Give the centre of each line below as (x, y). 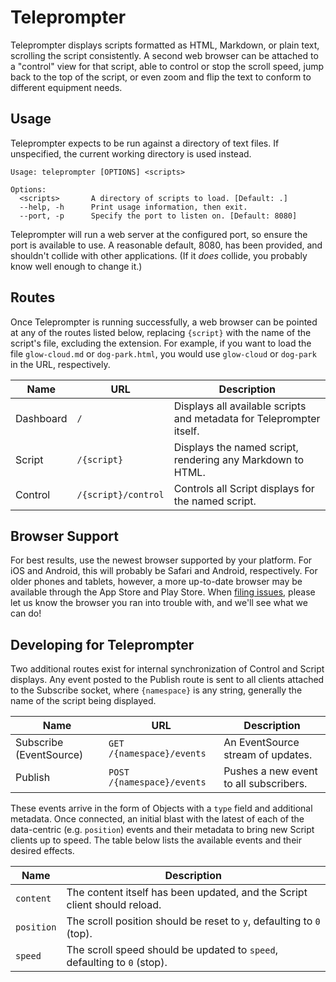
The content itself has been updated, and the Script (187, 893)
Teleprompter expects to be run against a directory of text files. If (145, 143)
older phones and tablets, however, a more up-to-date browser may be (156, 582)
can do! (26, 613)
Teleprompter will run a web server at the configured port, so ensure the (159, 234)
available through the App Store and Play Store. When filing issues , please (163, 592)
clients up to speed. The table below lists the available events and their (156, 840)
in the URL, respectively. (60, 364)
